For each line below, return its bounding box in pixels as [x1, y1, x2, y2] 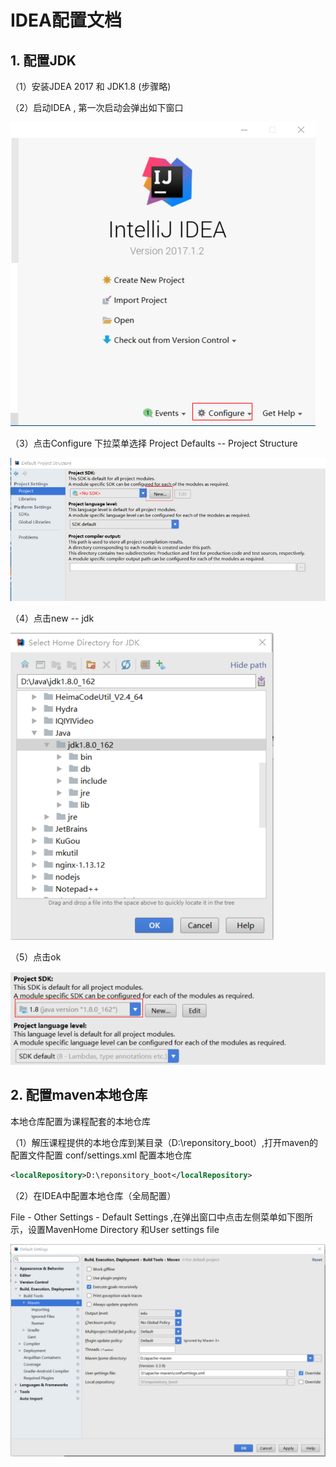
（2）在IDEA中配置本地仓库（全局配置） [10, 1189, 177, 1201]
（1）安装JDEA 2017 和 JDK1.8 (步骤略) [10, 81, 172, 92]
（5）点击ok [10, 951, 62, 963]
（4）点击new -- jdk [10, 612, 95, 625]
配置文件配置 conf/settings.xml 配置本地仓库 [10, 1149, 193, 1161]
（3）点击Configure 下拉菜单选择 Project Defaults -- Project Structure [10, 437, 298, 449]
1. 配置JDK [10, 52, 77, 69]
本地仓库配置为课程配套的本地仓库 [10, 1115, 151, 1127]
